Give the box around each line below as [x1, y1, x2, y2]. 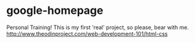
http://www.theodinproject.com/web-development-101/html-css [6, 30, 168, 37]
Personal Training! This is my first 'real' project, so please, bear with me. [6, 24, 189, 31]
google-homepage [6, 4, 104, 18]
